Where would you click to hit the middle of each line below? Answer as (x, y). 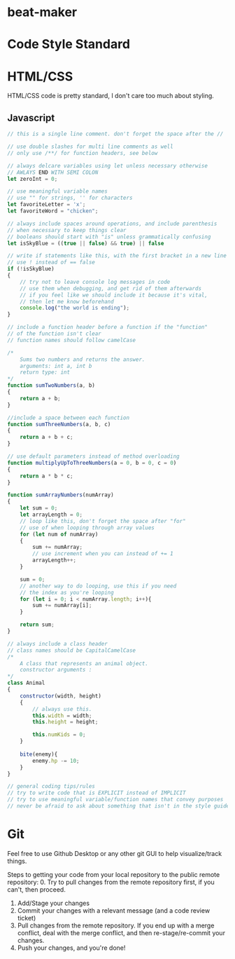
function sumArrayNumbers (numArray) (60, 495)
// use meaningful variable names (58, 191)
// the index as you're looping (67, 592)
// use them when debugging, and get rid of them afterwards (111, 288)
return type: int (45, 372)
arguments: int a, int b (56, 366)
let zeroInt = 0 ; (33, 179)
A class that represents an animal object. (84, 663)
